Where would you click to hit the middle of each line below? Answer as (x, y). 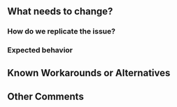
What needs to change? (60, 12)
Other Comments (45, 97)
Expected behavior (40, 50)
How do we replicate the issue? (61, 31)
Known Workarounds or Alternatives (89, 73)
